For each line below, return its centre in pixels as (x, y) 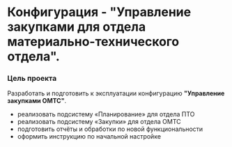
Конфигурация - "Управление (99, 12)
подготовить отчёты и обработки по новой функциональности (110, 129)
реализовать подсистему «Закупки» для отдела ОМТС (99, 122)
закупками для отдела (77, 27)
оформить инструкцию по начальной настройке (89, 137)
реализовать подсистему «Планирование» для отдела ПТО (106, 114)
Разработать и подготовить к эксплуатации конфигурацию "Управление (116, 93)
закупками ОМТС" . (37, 101)
